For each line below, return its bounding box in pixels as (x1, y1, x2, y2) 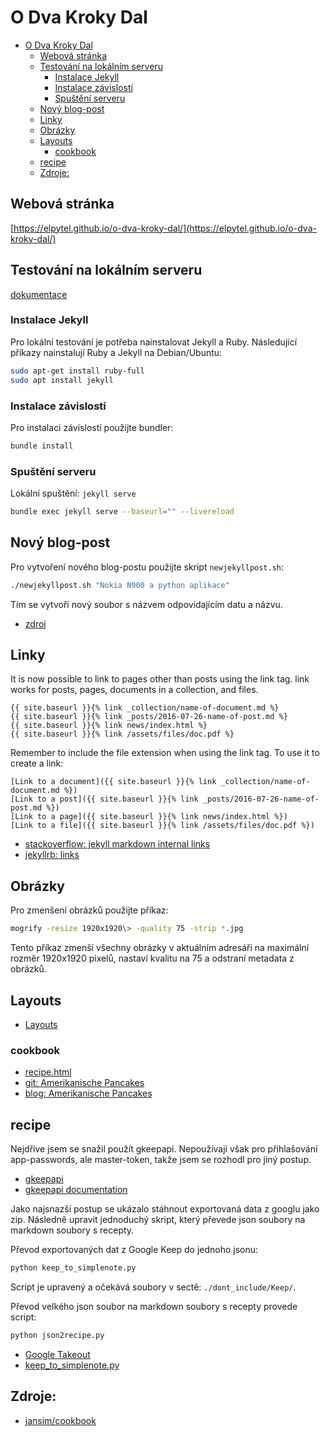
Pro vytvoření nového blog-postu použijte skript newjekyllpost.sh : (10, 561, 285, 573)
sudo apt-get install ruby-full (10, 366, 145, 376)
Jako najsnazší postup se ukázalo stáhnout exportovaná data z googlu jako (10, 1203, 320, 1215)
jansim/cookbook (24, 1414, 97, 1426)
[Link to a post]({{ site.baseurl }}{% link (10, 794, 199, 805)
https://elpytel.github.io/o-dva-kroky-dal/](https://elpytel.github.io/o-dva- (13, 222, 317, 234)
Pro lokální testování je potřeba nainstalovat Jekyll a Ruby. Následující (10, 336, 298, 348)
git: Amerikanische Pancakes (24, 1077, 145, 1089)
